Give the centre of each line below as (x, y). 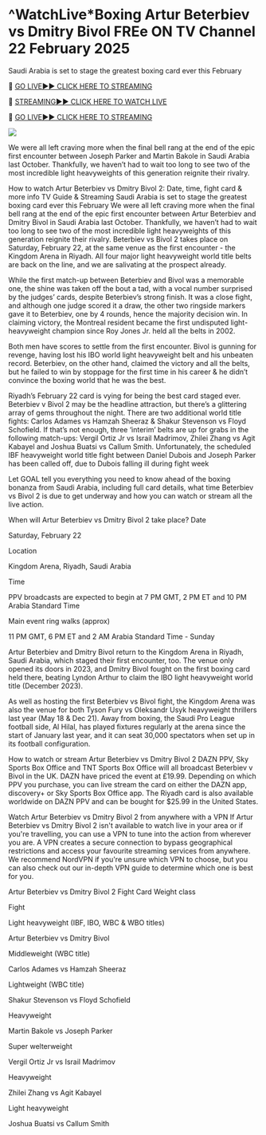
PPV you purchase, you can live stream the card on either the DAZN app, (127, 784)
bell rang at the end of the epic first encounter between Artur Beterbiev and (132, 214)
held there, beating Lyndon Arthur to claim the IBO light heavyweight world (131, 677)
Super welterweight (41, 1046)
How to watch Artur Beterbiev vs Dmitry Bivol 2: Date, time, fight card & (125, 188)
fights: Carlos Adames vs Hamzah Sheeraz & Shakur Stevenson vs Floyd (127, 421)
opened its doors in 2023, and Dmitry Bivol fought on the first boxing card (129, 668)
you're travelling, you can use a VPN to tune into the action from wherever (130, 834)
